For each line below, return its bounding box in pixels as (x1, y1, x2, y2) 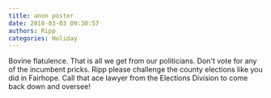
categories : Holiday (8, 34, 78, 43)
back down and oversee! (8, 82, 91, 92)
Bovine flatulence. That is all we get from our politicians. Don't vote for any (8, 56, 257, 66)
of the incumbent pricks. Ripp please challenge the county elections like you (8, 65, 263, 75)
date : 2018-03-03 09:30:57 (8, 19, 100, 27)
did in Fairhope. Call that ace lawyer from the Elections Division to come (8, 73, 248, 83)
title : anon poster (8, 11, 74, 20)
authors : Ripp (8, 27, 57, 35)
